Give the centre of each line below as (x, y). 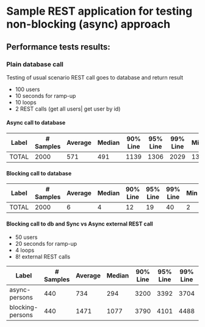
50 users (26, 237)
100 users (27, 89)
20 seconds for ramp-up (46, 244)
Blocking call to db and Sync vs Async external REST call (80, 224)
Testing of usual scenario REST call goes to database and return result (95, 77)
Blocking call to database (39, 173)
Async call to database (36, 123)
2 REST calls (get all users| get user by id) (68, 109)
